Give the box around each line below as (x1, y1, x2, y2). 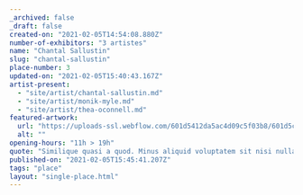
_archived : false (9, 13, 75, 22)
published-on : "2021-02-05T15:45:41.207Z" (9, 155, 171, 164)
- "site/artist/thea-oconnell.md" (17, 105, 147, 114)
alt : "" (17, 130, 47, 139)
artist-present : (9, 80, 70, 89)
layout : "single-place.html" (9, 172, 119, 181)
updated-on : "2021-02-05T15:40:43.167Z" (9, 72, 164, 81)
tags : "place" (9, 164, 63, 173)
